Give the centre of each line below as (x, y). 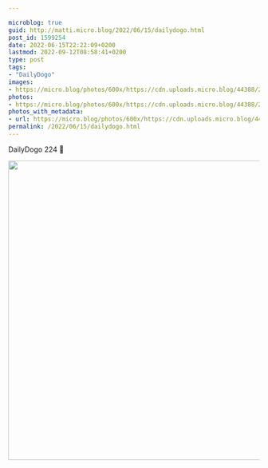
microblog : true (35, 22)
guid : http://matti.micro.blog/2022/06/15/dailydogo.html (106, 30)
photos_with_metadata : (46, 112)
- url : (19, 119)
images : (21, 82)
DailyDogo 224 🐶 (36, 149)
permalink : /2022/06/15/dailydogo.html (75, 127)
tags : (17, 67)
